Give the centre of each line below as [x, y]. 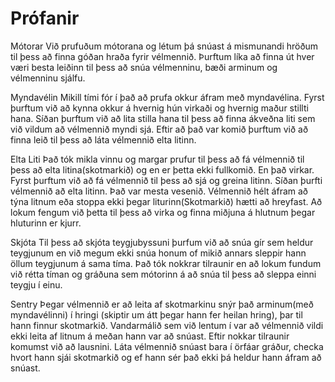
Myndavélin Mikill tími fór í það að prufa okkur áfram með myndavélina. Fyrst [167, 97]
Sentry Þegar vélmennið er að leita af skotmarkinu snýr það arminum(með [162, 304]
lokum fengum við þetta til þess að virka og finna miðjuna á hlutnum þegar [163, 212]
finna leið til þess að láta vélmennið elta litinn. [103, 139]
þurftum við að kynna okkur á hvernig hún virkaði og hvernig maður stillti [159, 108]
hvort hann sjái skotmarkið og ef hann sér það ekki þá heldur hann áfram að [166, 357]
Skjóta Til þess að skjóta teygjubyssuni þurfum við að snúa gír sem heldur [162, 242]
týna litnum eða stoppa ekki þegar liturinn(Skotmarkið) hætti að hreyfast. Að [166, 201]
